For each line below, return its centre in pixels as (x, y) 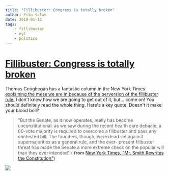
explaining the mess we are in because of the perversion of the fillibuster (82, 94)
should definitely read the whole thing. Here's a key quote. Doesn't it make (83, 105)
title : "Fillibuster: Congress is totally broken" (60, 10)
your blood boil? (22, 110)
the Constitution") (36, 158)
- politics (26, 39)
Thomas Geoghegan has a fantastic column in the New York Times (75, 89)
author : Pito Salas (26, 15)
